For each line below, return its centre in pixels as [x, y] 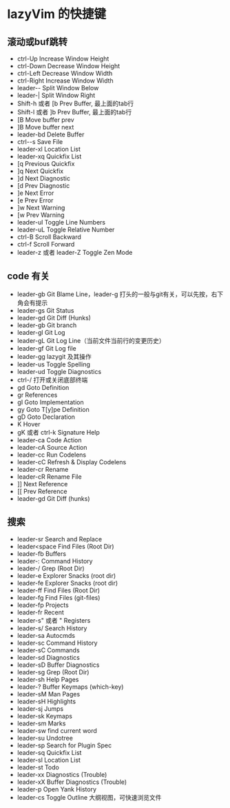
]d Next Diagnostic [44, 178]
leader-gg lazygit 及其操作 [54, 356]
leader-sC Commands [49, 650]
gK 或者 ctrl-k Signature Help [58, 432]
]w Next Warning [41, 208]
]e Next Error [35, 193]
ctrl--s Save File [40, 142]
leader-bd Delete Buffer [51, 134]
